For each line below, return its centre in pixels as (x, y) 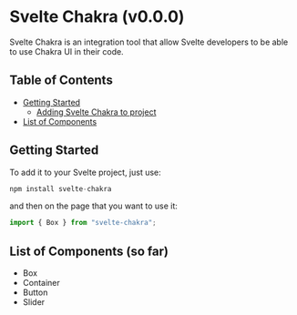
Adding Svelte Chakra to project (96, 112)
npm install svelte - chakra (61, 188)
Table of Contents (61, 81)
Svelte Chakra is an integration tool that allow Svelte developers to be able (149, 42)
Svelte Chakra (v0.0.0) (97, 17)
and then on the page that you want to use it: (93, 206)
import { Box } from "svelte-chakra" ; (83, 223)
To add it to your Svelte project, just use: (85, 172)
